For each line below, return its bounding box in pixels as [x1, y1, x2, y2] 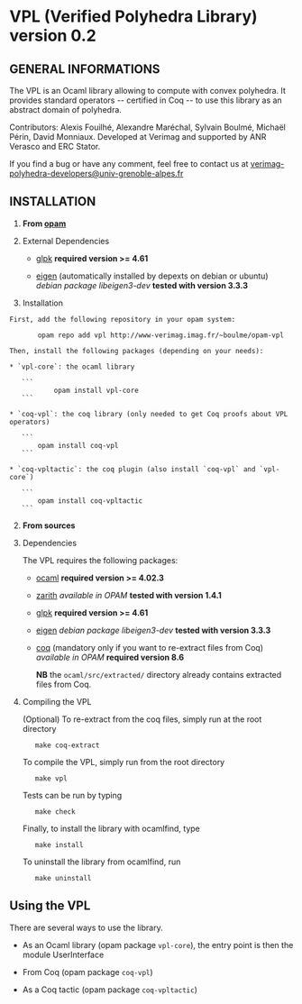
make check [34, 807, 76, 817]
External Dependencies [22, 235, 110, 246]
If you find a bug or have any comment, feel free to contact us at [9, 159, 249, 169]
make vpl [34, 773, 68, 783]
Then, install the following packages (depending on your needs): [9, 346, 264, 355]
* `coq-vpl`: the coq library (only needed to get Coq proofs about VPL [9, 409, 288, 418]
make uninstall [34, 873, 92, 882]
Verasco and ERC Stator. [9, 141, 101, 151]
